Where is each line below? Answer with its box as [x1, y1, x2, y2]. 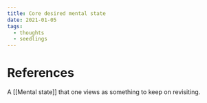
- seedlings [13, 36, 48, 43]
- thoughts [13, 29, 45, 36]
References [7, 65, 74, 81]
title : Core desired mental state [7, 10, 107, 17]
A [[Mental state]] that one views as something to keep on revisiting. [7, 88, 201, 96]
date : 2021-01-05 [7, 16, 57, 23]
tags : [7, 23, 23, 30]
